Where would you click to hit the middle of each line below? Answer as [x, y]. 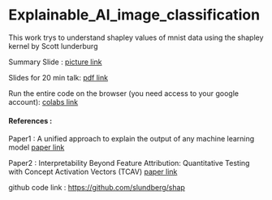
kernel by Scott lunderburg [53, 46]
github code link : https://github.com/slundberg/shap [97, 188]
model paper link [37, 147]
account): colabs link [43, 102]
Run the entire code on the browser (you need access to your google [124, 93]
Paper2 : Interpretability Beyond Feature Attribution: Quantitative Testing [129, 163]
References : [30, 120]
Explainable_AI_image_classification [134, 15]
